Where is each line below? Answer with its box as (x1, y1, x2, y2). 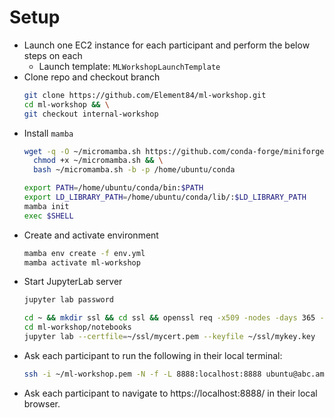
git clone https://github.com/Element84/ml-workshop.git (23, 90, 267, 100)
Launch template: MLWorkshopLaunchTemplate (38, 60, 221, 72)
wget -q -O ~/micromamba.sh (23, 146, 141, 156)
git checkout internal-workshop (23, 109, 159, 119)
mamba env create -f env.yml (23, 248, 146, 258)
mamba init (23, 201, 70, 211)
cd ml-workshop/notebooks (23, 322, 132, 333)
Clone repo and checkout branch (23, 71, 161, 83)
